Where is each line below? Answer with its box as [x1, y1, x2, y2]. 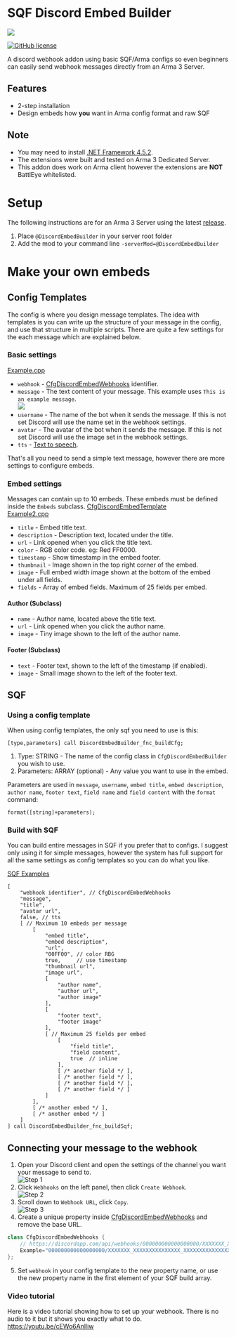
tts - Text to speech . [17, 440, 79, 449]
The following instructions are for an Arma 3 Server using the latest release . [7, 218, 227, 226]
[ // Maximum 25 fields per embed [44, 1031, 146, 1038]
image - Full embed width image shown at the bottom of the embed [17, 568, 211, 577]
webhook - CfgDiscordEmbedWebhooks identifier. [17, 379, 159, 388]
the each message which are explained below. [7, 332, 141, 341]
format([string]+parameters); [7, 809, 96, 816]
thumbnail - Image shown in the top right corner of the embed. [17, 560, 199, 569]
